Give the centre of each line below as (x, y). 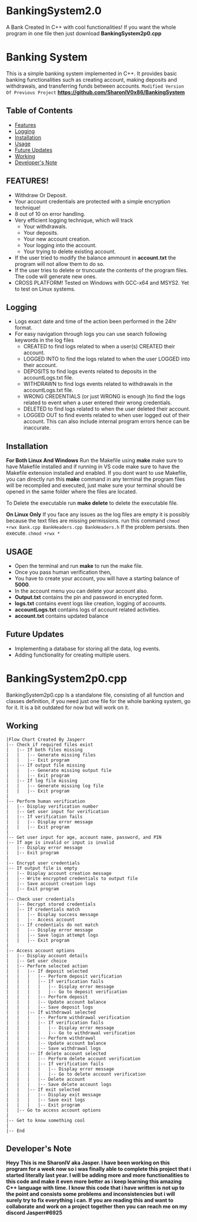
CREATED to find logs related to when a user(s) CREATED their (99, 347)
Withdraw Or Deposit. (41, 195)
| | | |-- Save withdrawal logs (54, 1048)
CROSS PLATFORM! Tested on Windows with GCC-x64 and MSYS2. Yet (102, 282)
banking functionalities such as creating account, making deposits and (92, 79)
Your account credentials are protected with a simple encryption (92, 201)
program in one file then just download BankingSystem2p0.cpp (84, 33)
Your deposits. (41, 232)
